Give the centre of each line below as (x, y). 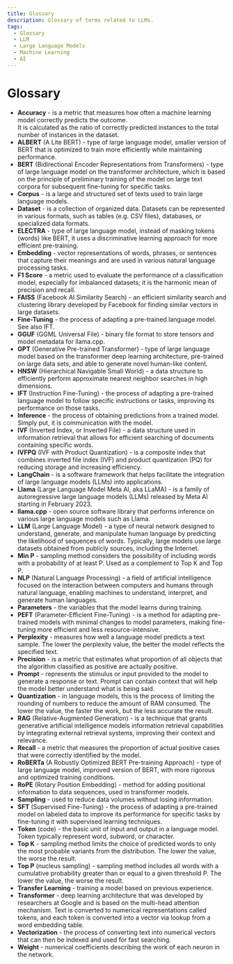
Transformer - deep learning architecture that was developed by (110, 895)
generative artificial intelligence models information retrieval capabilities (120, 725)
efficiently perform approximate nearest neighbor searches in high (112, 378)
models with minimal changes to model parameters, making (124, 622)
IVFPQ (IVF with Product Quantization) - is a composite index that (111, 452)
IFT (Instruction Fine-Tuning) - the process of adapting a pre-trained (115, 393)
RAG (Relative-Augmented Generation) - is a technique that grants (112, 718)
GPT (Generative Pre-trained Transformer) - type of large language (113, 349)
